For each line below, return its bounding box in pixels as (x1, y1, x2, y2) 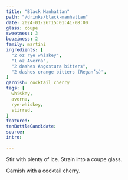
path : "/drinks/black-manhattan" (6, 14, 88, 20)
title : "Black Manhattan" (6, 8, 70, 15)
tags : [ (6, 85, 25, 91)
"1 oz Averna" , (11, 58, 49, 64)
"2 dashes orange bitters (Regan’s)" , (11, 69, 107, 75)
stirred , (11, 107, 33, 113)
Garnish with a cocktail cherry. (6, 167, 81, 174)
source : (6, 129, 25, 135)
